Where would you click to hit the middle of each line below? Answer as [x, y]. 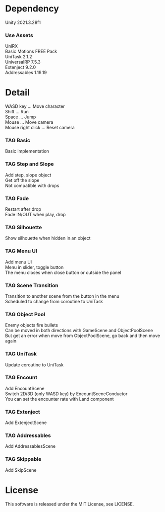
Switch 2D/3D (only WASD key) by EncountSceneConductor [66, 394]
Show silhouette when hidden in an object [48, 238]
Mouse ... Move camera [29, 122]
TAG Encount [21, 377]
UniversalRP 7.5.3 [23, 62]
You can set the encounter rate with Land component [59, 399]
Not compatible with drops [32, 185]
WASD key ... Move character [35, 106]
